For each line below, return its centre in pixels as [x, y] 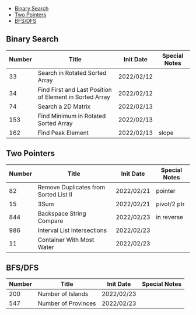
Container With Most [66, 240]
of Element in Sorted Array [74, 97]
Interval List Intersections [72, 230]
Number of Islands [63, 294]
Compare [50, 220]
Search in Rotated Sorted [72, 72]
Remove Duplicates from [71, 187]
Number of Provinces [67, 303]
